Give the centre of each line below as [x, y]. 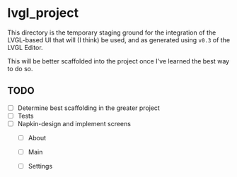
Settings [40, 166]
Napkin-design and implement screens [74, 123]
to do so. [20, 68]
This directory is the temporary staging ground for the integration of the [112, 32]
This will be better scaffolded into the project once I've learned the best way [118, 61]
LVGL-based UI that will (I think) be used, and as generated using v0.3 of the [119, 39]
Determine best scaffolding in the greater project [89, 108]
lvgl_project [43, 13]
